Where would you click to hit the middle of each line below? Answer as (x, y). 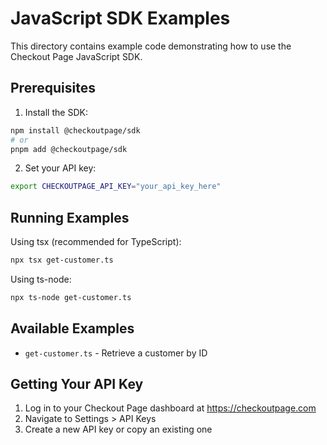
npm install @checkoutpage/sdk (75, 130)
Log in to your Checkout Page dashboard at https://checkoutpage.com (170, 408)
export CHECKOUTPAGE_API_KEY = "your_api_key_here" (116, 187)
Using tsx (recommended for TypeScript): (96, 242)
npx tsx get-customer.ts (62, 260)
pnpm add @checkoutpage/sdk (69, 149)
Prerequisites (53, 88)
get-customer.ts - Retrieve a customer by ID (116, 353)
